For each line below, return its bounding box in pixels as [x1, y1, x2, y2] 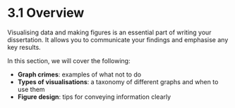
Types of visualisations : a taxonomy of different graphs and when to [17, 77, 219, 86]
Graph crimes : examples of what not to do [17, 70, 142, 79]
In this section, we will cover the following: [7, 56, 131, 65]
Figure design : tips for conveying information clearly [17, 93, 171, 101]
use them [17, 85, 45, 93]
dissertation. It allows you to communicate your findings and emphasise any [7, 35, 229, 43]
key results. [7, 43, 41, 51]
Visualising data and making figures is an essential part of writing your [7, 28, 212, 36]
